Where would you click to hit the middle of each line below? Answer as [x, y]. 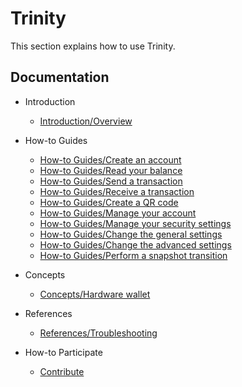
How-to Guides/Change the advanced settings [135, 244]
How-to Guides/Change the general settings [131, 234]
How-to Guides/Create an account [110, 159]
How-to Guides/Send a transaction [111, 181]
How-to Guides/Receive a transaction [117, 191]
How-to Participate [63, 352]
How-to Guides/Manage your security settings [135, 223]
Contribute [62, 371]
